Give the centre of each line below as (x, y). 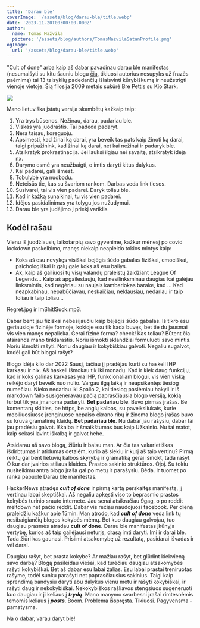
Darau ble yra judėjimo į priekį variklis (61, 209)
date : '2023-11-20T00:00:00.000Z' (50, 23)
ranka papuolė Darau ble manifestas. (52, 476)
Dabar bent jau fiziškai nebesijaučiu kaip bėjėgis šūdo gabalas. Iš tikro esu (98, 321)
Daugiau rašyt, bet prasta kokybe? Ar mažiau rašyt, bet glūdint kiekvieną (96, 556)
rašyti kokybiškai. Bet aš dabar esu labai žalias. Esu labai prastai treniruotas (99, 569)
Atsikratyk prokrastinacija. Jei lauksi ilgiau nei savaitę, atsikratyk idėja (101, 152)
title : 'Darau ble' (31, 12)
